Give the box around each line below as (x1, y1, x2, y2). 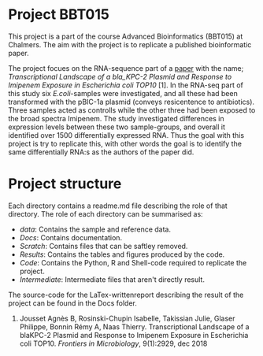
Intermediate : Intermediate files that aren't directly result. (19, 274, 205, 284)
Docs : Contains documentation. (19, 232, 123, 242)
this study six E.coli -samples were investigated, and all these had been (8, 88, 238, 98)
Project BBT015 (8, 6, 110, 24)
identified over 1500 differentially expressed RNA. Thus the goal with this (8, 130, 245, 139)
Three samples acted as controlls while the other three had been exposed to (8, 105, 256, 115)
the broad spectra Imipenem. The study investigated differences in (8, 113, 224, 123)
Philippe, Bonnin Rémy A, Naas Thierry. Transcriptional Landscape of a (19, 321, 250, 332)
